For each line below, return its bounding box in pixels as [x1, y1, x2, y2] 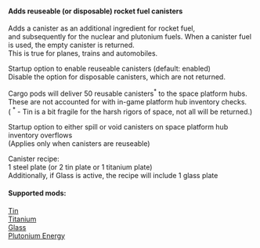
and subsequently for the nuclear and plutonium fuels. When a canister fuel [8, 32, 252, 42]
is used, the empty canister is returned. [8, 40, 135, 50]
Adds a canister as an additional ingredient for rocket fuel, [8, 24, 196, 33]
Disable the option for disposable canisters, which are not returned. [8, 72, 226, 82]
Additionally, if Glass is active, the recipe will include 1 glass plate [8, 170, 218, 180]
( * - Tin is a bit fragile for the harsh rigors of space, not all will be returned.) [8, 105, 253, 116]
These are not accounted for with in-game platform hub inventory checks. [8, 97, 247, 106]
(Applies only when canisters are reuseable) [8, 138, 150, 148]
